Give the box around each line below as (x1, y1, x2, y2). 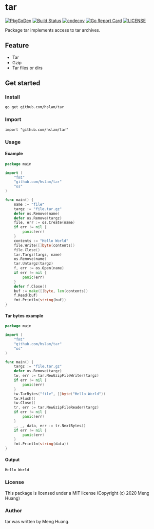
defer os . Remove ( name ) (14, 211, 60, 216)
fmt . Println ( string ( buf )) (14, 298, 67, 303)
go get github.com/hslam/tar (5, 105, 64, 110)
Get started (5, 79, 40, 87)
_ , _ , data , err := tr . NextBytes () (14, 423, 86, 428)
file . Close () (14, 247, 40, 252)
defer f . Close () (14, 284, 47, 289)
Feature (5, 41, 29, 50)
